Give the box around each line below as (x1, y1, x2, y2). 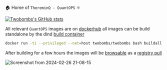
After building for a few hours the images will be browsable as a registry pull (5, 49, 162, 55)
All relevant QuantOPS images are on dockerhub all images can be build (5, 26, 150, 31)
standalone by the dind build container (5, 31, 84, 37)
